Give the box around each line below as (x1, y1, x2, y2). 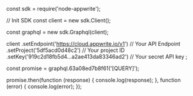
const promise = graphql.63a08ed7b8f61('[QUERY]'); (6, 65, 140, 72)
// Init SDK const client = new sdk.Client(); (6, 17, 111, 24)
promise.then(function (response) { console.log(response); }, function (6, 77, 181, 83)
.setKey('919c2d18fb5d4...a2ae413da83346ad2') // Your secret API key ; (6, 53, 188, 60)
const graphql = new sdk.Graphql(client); (6, 28, 109, 36)
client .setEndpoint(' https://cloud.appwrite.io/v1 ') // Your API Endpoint (6, 40, 181, 47)
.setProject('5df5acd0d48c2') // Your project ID (6, 46, 125, 54)
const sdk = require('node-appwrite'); (6, 5, 101, 12)
